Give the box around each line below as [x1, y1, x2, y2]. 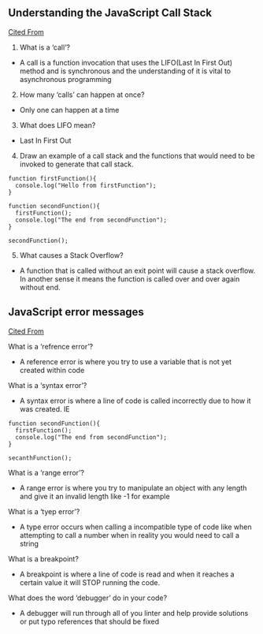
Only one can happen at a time [19, 105, 120, 114]
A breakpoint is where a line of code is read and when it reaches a [19, 569, 235, 579]
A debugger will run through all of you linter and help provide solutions [19, 608, 249, 617]
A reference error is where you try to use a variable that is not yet [19, 356, 232, 366]
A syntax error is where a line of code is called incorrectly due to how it [19, 396, 251, 405]
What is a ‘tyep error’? [8, 506, 80, 516]
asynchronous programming [19, 74, 112, 84]
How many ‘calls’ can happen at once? [19, 90, 145, 99]
